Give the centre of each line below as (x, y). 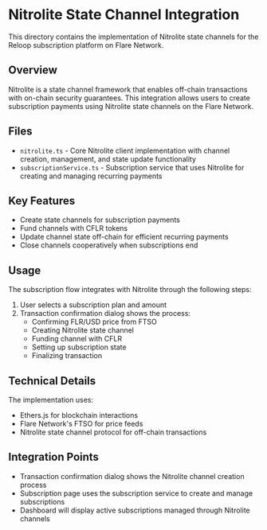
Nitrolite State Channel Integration (124, 15)
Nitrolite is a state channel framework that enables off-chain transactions (128, 89)
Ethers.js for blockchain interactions (79, 415)
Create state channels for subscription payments (100, 220)
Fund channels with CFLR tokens (74, 228)
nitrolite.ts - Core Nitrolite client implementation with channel (125, 150)
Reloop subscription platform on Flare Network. (86, 45)
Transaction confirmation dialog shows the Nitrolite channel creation (132, 476)
